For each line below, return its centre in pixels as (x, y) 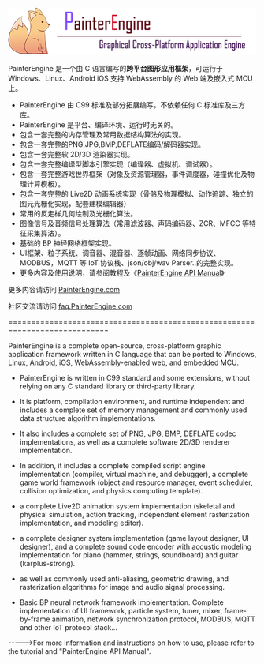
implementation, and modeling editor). (82, 523)
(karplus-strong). (47, 563)
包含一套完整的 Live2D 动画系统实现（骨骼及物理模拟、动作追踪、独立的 (136, 193)
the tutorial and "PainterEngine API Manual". (80, 651)
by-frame (35, 619)
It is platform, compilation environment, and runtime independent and (132, 401)
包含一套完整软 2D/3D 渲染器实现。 (77, 154)
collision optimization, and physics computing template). (111, 490)
